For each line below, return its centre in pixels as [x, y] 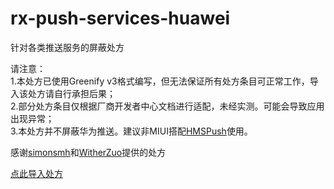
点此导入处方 [36, 173]
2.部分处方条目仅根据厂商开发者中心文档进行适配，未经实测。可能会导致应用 [167, 106]
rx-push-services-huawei [120, 18]
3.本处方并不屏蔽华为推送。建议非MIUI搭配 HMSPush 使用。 [131, 131]
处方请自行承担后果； [71, 93]
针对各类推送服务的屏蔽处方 [67, 47]
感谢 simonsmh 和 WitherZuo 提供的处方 [88, 152]
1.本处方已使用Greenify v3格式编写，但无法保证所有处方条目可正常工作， [160, 81]
